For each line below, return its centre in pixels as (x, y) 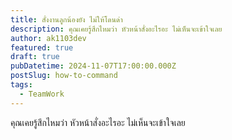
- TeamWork (42, 94)
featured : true (42, 47)
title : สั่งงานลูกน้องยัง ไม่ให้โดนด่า (66, 19)
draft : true (35, 57)
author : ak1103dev (48, 38)
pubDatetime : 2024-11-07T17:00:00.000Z (93, 66)
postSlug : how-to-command (64, 76)
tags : (21, 85)
